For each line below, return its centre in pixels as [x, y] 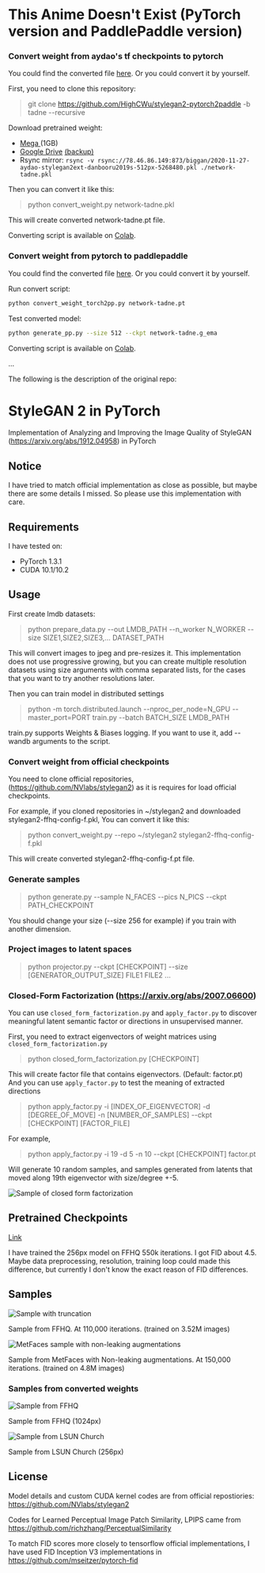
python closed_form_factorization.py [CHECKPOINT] [113, 1059]
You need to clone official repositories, [71, 779]
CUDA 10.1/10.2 [44, 570]
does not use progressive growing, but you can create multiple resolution [127, 661]
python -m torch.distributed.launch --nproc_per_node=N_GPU [129, 709]
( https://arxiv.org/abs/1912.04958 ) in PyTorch [82, 441]
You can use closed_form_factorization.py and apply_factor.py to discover [132, 1013]
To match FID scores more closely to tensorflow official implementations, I [129, 1543]
